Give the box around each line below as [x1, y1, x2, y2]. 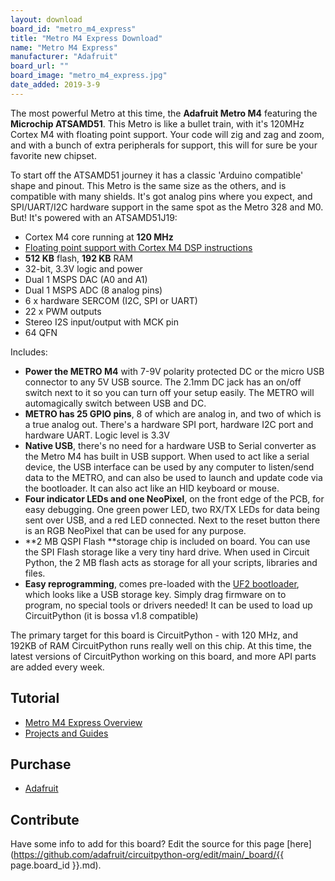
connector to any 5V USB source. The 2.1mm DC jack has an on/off [24, 376, 302, 388]
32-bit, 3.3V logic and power [24, 262, 143, 275]
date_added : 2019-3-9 [10, 80, 101, 90]
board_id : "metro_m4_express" [10, 24, 137, 34]
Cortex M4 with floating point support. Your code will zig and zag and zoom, [10, 128, 325, 140]
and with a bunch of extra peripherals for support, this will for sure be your [10, 139, 318, 151]
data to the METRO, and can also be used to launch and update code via [24, 471, 323, 483]
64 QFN [24, 326, 58, 338]
